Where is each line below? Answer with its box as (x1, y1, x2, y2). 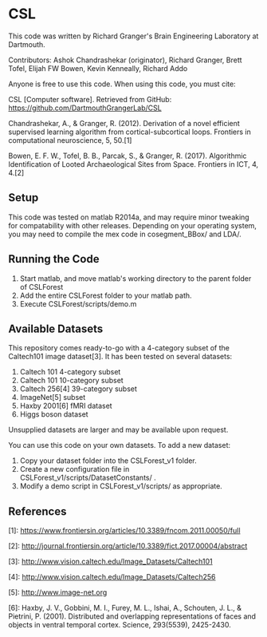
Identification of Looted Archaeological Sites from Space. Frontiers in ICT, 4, (8, 159, 259, 168)
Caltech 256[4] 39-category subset (19, 384, 138, 394)
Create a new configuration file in (19, 465, 130, 474)
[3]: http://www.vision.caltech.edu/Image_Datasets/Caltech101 (8, 556, 213, 567)
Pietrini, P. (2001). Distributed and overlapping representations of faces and (8, 611, 257, 621)
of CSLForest (19, 282, 64, 291)
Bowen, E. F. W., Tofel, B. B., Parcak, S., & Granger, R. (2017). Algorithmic (8, 151, 247, 160)
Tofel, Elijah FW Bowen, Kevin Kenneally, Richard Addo (8, 63, 188, 73)
